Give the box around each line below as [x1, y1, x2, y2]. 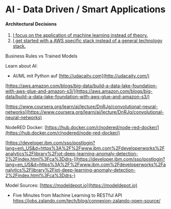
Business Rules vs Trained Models [5, 53, 78, 59]
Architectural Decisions [5, 20, 57, 27]
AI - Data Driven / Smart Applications [5, 4, 166, 15]
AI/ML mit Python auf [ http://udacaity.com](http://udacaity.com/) [12, 73, 150, 79]
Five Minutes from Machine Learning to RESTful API [12, 192, 122, 198]
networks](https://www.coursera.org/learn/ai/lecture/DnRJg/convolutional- [5, 109, 164, 115]
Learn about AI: [5, 63, 38, 69]
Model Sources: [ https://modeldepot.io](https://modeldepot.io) [5, 182, 138, 189]
